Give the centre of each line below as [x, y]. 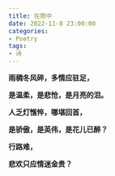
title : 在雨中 [30, 16]
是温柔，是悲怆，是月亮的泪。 [58, 95]
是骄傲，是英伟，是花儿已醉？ [58, 129]
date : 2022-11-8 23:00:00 [52, 24]
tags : [17, 46]
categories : [28, 31]
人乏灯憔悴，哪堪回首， [47, 112]
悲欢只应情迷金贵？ [40, 164]
